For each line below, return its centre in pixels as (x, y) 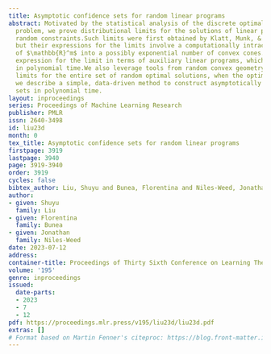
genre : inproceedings (45, 278)
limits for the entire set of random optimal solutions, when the (129, 76)
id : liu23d (27, 128)
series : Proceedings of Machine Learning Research (95, 105)
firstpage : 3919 (35, 150)
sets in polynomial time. (59, 91)
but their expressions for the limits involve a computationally (128, 46)
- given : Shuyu (34, 203)
